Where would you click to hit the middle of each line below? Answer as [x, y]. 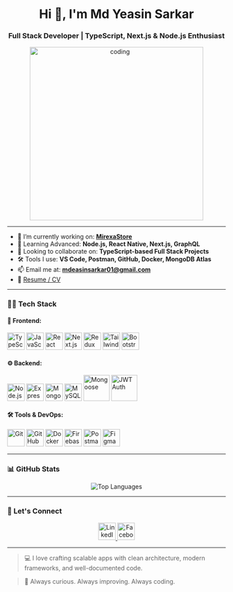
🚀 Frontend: [24, 321]
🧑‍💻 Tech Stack [32, 304]
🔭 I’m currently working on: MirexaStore [75, 237]
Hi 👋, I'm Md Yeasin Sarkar [116, 14]
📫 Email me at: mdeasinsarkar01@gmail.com [84, 270]
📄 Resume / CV [39, 279]
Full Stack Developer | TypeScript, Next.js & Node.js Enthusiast [116, 36]
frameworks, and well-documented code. [83, 568]
